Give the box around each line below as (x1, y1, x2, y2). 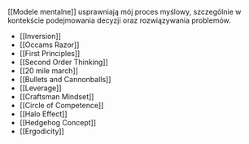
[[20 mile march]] (19, 66, 79, 76)
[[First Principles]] (19, 49, 81, 58)
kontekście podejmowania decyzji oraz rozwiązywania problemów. (7, 15, 231, 25)
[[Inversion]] (19, 32, 62, 41)
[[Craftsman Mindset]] (19, 92, 94, 101)
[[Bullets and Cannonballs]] (19, 75, 111, 84)
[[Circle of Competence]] (19, 101, 104, 110)
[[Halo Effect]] (19, 109, 68, 119)
